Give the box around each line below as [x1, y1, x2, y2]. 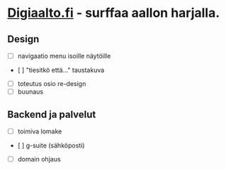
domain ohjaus [17, 155, 62, 164]
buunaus [17, 87, 44, 96]
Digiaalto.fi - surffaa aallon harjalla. [7, 5, 220, 21]
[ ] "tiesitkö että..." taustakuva [17, 66, 105, 75]
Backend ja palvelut [7, 108, 96, 121]
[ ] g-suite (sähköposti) [17, 141, 85, 150]
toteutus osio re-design [17, 80, 86, 88]
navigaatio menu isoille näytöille [17, 51, 111, 60]
